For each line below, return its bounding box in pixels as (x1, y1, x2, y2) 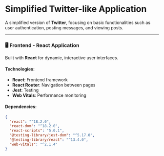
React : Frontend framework (12, 77, 68, 83)
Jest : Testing (12, 87, 39, 93)
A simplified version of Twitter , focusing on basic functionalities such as (5, 20, 150, 25)
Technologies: (5, 66, 35, 72)
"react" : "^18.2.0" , (9, 119, 51, 124)
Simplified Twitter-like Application (5, 3, 147, 15)
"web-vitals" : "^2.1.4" (9, 142, 58, 147)
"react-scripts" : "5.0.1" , (9, 128, 64, 133)
